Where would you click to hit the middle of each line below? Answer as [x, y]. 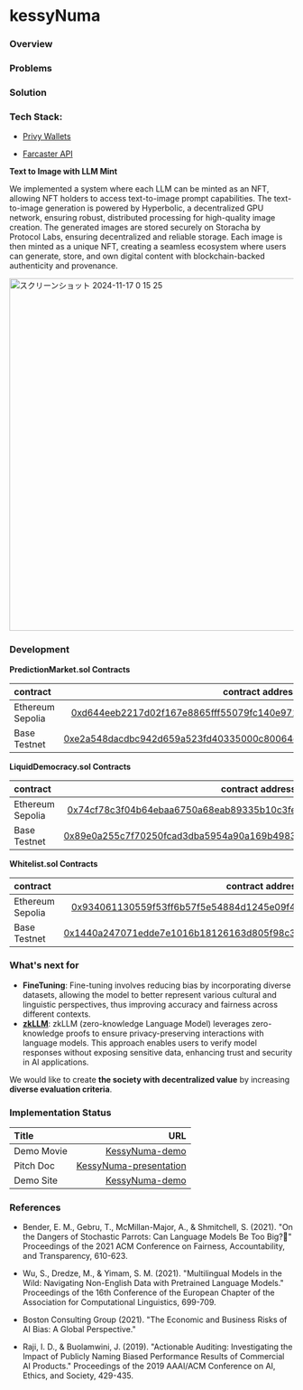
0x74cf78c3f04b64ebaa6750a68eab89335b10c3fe [182, 810]
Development [40, 650]
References [35, 1207]
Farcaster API [48, 154]
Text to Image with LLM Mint [64, 172]
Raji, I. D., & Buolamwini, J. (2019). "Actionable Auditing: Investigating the [157, 1347]
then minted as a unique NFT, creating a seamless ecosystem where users [148, 247]
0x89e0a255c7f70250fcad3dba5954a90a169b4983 [180, 835]
